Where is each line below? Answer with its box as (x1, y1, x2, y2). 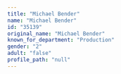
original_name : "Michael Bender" (7, 30, 106, 37)
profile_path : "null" (7, 56, 71, 63)
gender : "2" (7, 43, 42, 50)
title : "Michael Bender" (7, 10, 80, 18)
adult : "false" (7, 50, 52, 57)
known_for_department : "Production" (7, 37, 115, 44)
